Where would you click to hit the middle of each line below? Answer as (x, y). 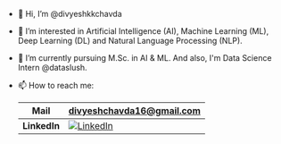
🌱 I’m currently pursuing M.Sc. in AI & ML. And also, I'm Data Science (145, 58)
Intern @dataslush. (52, 68)
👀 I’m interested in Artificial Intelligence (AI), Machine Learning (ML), (143, 31)
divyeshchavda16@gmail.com (134, 110)
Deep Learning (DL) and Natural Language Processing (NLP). (130, 41)
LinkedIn (41, 126)
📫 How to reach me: (56, 85)
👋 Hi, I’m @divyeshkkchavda (70, 14)
